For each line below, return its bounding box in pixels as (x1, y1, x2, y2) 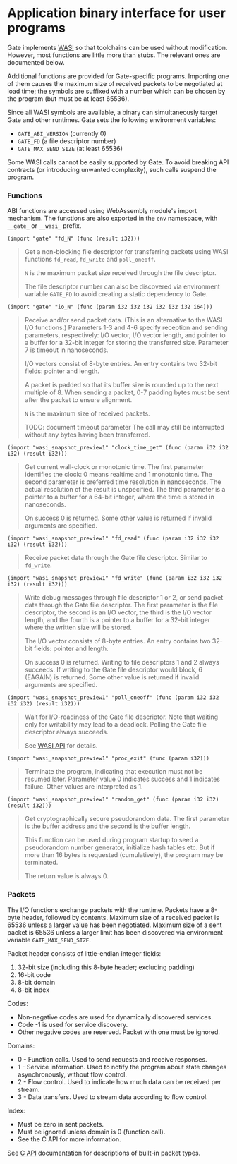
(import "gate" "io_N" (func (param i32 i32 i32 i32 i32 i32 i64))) (7, 303, 213, 311)
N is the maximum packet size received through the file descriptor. (24, 269, 217, 277)
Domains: (7, 1041, 35, 1050)
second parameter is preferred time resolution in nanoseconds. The (24, 478, 221, 486)
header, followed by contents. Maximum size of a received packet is (21, 913, 220, 921)
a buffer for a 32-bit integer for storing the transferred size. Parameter (24, 339, 229, 347)
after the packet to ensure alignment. (24, 396, 133, 404)
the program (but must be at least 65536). (7, 94, 130, 103)
